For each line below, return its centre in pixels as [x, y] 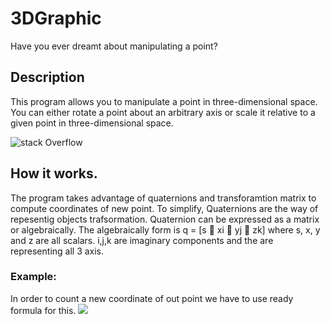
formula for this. [43, 310]
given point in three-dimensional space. [92, 123]
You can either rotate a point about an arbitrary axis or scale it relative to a [163, 112]
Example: [33, 277]
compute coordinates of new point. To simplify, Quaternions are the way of [164, 208]
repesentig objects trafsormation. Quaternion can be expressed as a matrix [165, 219]
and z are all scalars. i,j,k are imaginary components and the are [142, 240]
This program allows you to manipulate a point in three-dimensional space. [164, 101]
